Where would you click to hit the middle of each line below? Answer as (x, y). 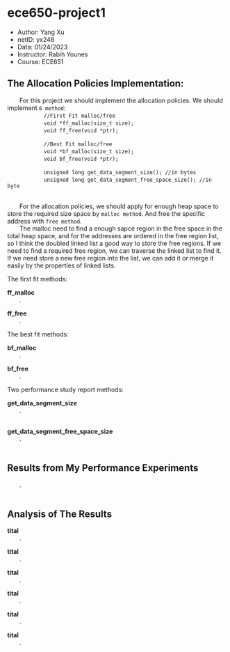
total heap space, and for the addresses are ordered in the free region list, (113, 235)
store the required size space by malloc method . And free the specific (106, 213)
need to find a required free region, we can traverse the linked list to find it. (114, 250)
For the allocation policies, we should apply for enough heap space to (119, 206)
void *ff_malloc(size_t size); (89, 123)
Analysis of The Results (60, 514)
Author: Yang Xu (41, 32)
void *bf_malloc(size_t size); (89, 151)
